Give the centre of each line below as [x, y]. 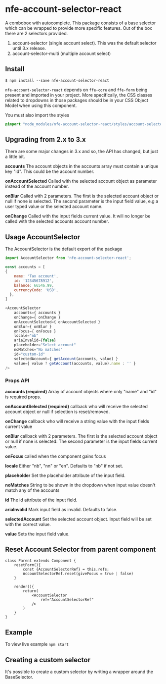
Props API [17, 381]
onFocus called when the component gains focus [56, 456]
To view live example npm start [37, 644]
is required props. [23, 397]
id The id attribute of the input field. [41, 500]
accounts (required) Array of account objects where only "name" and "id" [81, 391]
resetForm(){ [27, 565]
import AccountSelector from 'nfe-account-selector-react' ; [68, 258]
